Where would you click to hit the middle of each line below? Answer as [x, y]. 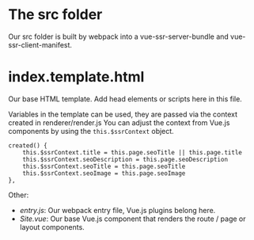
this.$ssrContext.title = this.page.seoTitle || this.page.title [133, 152]
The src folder [55, 15]
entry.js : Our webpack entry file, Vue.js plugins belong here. [118, 210]
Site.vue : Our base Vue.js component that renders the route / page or [133, 219]
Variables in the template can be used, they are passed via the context [123, 114]
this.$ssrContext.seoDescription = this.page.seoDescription [125, 159]
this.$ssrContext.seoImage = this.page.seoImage [104, 173]
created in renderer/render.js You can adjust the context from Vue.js [119, 122]
